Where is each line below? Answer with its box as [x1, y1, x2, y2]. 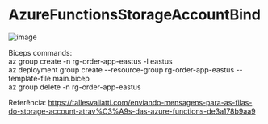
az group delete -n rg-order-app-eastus [8, 82, 141, 92]
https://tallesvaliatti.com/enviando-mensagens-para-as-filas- [48, 97, 253, 107]
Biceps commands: [8, 48, 73, 57]
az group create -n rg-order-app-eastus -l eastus [8, 56, 173, 66]
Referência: [8, 97, 47, 107]
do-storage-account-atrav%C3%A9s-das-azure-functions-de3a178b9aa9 [8, 106, 256, 116]
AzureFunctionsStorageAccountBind [8, 6, 261, 24]
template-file [8, 73, 51, 83]
